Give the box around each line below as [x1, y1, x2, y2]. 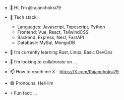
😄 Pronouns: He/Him [9, 80, 54, 86]
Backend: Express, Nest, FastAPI [17, 35, 84, 40]
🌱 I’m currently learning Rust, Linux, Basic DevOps [9, 50, 113, 55]
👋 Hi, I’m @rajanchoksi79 [9, 5, 61, 10]
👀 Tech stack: [9, 14, 38, 20]
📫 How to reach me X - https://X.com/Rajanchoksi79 [9, 69, 119, 74]
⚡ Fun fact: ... [9, 90, 37, 96]
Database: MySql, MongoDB [17, 40, 75, 46]
